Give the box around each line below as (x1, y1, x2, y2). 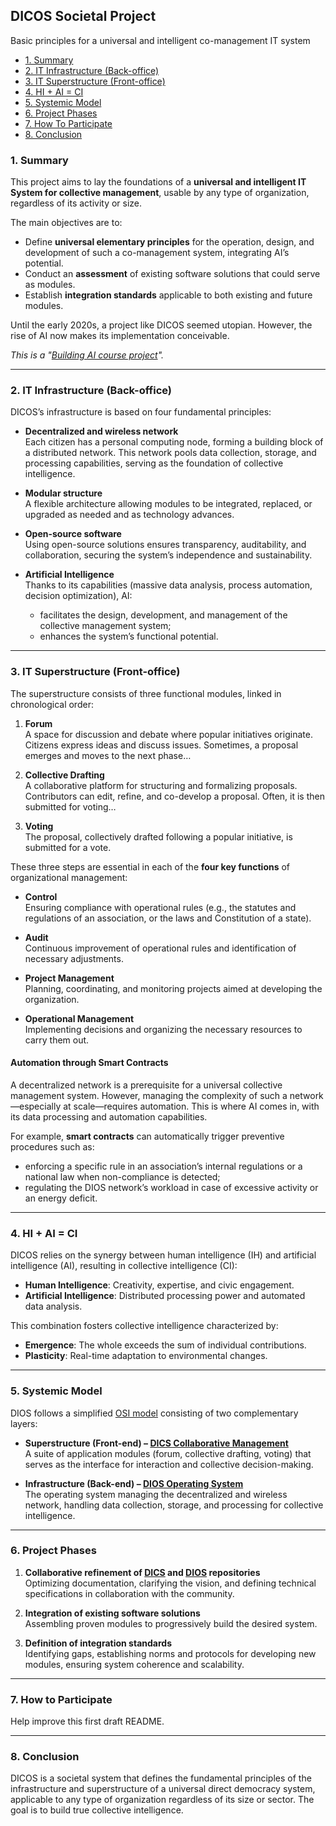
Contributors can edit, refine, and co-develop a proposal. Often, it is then (24, 790, 325, 802)
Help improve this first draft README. (10, 1715, 165, 1728)
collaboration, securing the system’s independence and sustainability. (24, 549, 313, 561)
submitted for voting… (24, 800, 117, 813)
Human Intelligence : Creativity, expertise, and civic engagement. (24, 1279, 295, 1291)
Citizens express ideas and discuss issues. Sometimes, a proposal (24, 739, 299, 751)
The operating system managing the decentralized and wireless (24, 1488, 288, 1500)
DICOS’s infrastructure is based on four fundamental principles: (10, 406, 272, 418)
